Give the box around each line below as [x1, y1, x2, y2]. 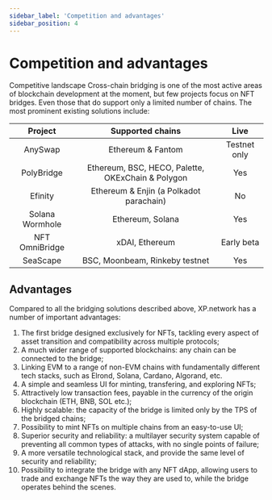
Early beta [220, 237, 260, 248]
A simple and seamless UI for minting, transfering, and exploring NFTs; [20, 380, 257, 390]
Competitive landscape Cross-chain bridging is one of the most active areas [9, 81, 263, 90]
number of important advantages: [9, 312, 121, 323]
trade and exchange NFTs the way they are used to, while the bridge [20, 473, 249, 484]
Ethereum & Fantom [108, 144, 184, 156]
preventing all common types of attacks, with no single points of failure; [20, 440, 260, 449]
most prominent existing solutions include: [9, 106, 150, 116]
